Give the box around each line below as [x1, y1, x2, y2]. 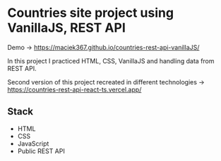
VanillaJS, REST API [7, 20, 126, 36]
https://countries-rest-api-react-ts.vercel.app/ [7, 85, 142, 94]
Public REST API [17, 146, 65, 155]
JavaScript [17, 139, 49, 148]
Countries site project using [7, 5, 174, 21]
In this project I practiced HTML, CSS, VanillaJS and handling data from [7, 56, 215, 65]
